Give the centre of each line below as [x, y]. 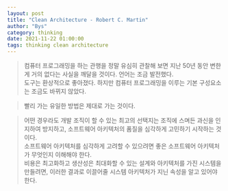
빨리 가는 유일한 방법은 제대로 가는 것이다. [79, 106]
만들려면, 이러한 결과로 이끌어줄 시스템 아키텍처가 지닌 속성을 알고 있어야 [121, 171]
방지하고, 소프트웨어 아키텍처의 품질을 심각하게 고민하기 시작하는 [128, 129]
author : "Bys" [27, 26]
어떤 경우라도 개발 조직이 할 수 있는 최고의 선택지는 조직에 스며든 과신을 [119, 120]
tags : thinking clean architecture [58, 45]
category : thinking [35, 33]
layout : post [26, 13]
